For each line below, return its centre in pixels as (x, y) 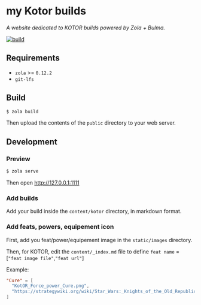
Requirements (33, 58)
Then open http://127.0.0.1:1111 (43, 183)
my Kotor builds (46, 11)
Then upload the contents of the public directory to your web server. (91, 123)
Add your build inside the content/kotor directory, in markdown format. (94, 212)
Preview (18, 159)
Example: (18, 269)
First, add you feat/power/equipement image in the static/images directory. (99, 240)
